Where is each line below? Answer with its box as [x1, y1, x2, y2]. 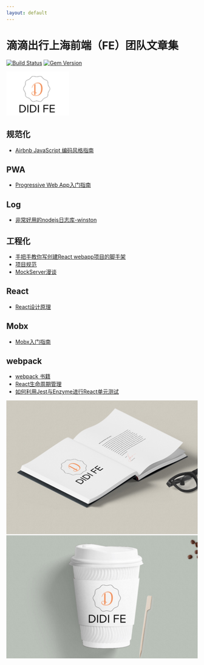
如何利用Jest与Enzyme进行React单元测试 [15, 388, 120, 395]
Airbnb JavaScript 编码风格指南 [15, 146, 94, 154]
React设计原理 [15, 303, 52, 310]
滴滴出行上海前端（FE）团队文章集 [6, 38, 179, 52]
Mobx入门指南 [15, 338, 51, 345]
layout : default [6, 10, 47, 16]
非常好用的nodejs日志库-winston [15, 216, 97, 224]
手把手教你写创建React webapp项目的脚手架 [15, 253, 126, 261]
